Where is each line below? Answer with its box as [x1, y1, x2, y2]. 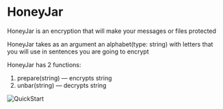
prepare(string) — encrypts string [16, 73, 112, 82]
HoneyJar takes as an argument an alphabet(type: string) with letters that [7, 40, 213, 48]
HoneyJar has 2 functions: [7, 60, 81, 69]
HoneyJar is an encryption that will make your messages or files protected [7, 27, 217, 35]
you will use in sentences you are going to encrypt [7, 47, 149, 56]
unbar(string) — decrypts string [16, 81, 107, 89]
